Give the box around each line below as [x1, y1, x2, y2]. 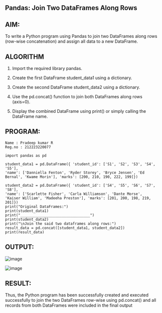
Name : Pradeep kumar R [5, 140, 54, 145]
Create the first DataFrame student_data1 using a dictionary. [12, 75, 132, 81]
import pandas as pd [5, 153, 47, 158]
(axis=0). [12, 99, 31, 105]
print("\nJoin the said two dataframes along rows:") [5, 221, 117, 226]
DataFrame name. [12, 114, 48, 120]
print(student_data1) [5, 209, 49, 213]
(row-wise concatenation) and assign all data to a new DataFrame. [5, 38, 138, 44]
